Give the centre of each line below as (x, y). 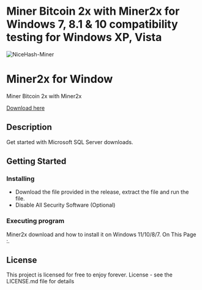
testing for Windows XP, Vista (84, 37)
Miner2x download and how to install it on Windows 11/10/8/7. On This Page (101, 234)
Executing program (36, 221)
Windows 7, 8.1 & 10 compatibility (92, 24)
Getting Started (36, 162)
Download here (25, 108)
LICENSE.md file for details (40, 281)
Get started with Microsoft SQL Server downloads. (70, 142)
